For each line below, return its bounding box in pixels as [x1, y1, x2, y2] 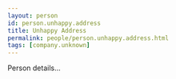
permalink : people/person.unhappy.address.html [7, 34, 170, 42]
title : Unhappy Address [7, 26, 87, 34]
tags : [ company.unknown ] [7, 41, 90, 49]
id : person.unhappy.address [7, 19, 102, 27]
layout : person [7, 11, 58, 20]
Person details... [7, 63, 61, 73]
